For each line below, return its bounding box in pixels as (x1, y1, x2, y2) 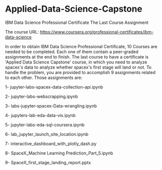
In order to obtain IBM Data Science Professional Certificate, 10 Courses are (5, 43, 158, 49)
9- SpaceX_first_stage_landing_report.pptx (5, 159, 91, 165)
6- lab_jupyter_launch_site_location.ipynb (5, 131, 89, 137)
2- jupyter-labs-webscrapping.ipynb (5, 94, 78, 99)
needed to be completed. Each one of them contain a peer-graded (5, 49, 139, 55)
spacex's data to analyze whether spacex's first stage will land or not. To (5, 64, 152, 70)
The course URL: (5, 29, 39, 35)
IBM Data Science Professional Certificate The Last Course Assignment (5, 19, 149, 25)
